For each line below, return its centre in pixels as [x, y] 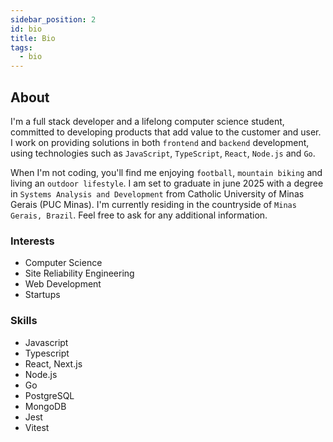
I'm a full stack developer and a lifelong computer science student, [147, 121]
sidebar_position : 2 [53, 19]
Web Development [63, 284]
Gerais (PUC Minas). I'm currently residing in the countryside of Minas [153, 204]
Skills [24, 321]
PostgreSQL [49, 395]
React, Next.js [53, 363]
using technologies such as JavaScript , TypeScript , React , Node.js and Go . [163, 153]
